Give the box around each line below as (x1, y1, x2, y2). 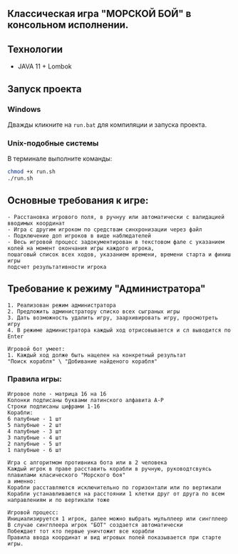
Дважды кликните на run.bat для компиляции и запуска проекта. (7, 120, 207, 129)
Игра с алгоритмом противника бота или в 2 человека (7, 458, 167, 466)
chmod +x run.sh (7, 168, 56, 175)
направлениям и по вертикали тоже (7, 496, 110, 503)
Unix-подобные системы (7, 138, 99, 148)
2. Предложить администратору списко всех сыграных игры (7, 308, 180, 315)
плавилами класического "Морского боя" (7, 471, 126, 478)
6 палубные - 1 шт (7, 415, 62, 422)
